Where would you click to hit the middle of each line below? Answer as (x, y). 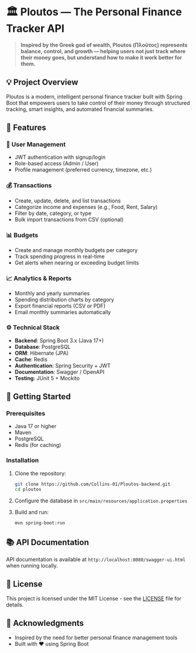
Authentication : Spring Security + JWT (62, 365)
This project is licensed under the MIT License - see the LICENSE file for (94, 598)
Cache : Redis (31, 359)
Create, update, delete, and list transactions (68, 200)
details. (15, 605)
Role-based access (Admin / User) (57, 164)
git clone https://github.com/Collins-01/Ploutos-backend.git (92, 484)
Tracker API (35, 29)
